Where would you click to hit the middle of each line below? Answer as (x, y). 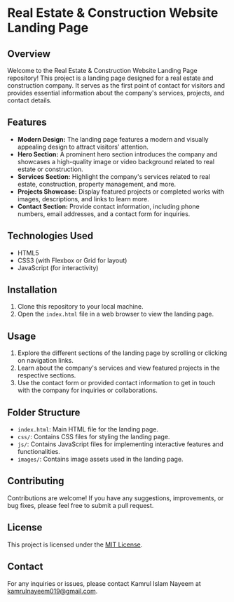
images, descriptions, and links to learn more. (83, 199)
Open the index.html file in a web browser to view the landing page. (116, 314)
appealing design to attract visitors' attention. (83, 147)
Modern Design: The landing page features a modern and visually (113, 139)
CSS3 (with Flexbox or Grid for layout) (72, 260)
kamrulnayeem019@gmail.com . (53, 591)
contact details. (30, 100)
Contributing (36, 481)
